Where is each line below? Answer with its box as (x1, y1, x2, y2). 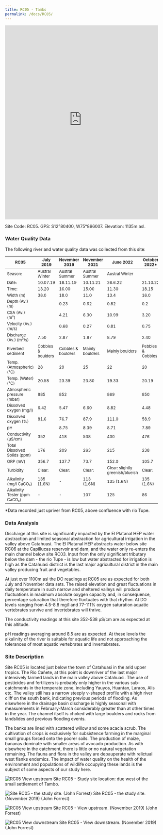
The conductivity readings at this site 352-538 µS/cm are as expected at (5, 616, 150, 622)
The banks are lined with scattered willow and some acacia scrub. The (5, 725, 146, 731)
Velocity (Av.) (7, 321, 33, 327)
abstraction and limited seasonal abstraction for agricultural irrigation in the (5, 536, 156, 541)
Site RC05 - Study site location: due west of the (53, 776, 148, 782)
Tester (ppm (7, 492, 30, 498)
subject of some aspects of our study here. (5, 767, 91, 772)
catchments (5, 685, 29, 691)
